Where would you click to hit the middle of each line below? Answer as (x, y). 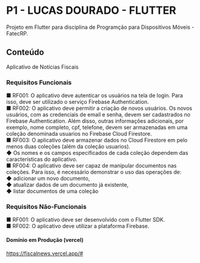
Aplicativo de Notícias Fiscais (43, 67)
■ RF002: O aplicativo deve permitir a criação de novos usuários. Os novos (99, 108)
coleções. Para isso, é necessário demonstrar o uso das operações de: (94, 172)
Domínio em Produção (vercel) (45, 240)
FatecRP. (17, 33)
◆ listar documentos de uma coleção (52, 191)
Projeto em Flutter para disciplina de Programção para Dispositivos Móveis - (100, 27)
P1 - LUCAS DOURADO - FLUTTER (91, 11)
